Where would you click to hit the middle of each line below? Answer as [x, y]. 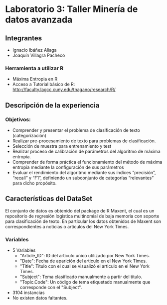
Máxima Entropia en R [35, 79]
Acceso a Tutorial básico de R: [44, 84]
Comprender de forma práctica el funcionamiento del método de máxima [87, 162]
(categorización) [29, 135]
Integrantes [24, 38]
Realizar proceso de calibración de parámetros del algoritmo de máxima [86, 151]
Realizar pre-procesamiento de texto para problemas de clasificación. [84, 141]
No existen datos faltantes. [40, 298]
